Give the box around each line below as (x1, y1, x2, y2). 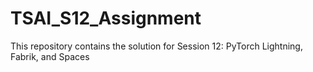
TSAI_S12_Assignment (10, 7, 202, 30)
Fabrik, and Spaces (10, 50, 90, 62)
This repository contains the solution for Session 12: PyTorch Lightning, (10, 40, 303, 52)
